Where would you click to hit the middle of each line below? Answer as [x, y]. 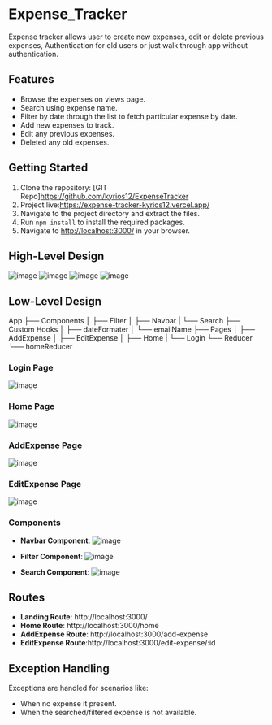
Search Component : [55, 572]
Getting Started [48, 168]
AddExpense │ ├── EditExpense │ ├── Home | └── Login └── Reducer [131, 338]
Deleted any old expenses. [65, 142]
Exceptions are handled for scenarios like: [78, 688]
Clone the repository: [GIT [64, 187]
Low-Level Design [55, 301]
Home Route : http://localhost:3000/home [90, 626]
